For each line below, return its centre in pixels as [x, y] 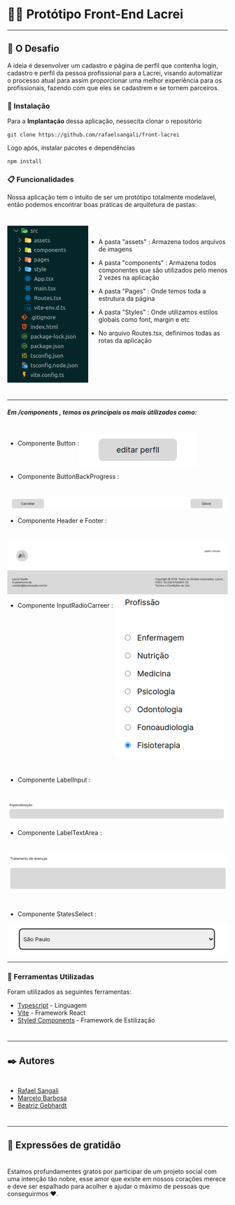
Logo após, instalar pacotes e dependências [71, 148]
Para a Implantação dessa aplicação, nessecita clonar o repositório [105, 121]
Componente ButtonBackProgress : [68, 476]
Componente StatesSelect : [57, 914]
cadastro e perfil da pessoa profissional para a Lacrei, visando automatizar [115, 73]
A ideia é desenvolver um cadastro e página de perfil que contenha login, [113, 65]
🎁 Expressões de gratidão [64, 1145]
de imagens [115, 249]
